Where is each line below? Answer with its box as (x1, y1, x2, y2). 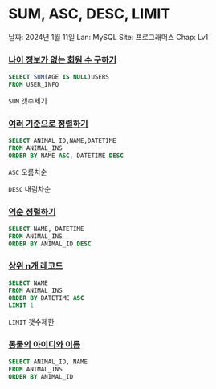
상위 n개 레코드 (8, 260, 63, 271)
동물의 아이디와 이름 (8, 338, 81, 350)
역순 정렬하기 (8, 206, 56, 217)
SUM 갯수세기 (8, 95, 47, 105)
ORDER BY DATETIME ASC (8, 294, 84, 302)
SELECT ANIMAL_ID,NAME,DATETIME (8, 137, 116, 145)
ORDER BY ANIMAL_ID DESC (8, 240, 92, 248)
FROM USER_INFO (8, 81, 59, 89)
